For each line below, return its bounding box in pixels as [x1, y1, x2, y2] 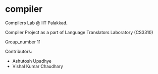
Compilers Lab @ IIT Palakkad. [5, 20, 68, 26]
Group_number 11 [5, 38, 41, 45]
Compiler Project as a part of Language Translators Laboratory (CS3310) [5, 29, 154, 35]
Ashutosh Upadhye [12, 58, 52, 64]
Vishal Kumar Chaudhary [12, 63, 63, 69]
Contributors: [5, 48, 32, 54]
